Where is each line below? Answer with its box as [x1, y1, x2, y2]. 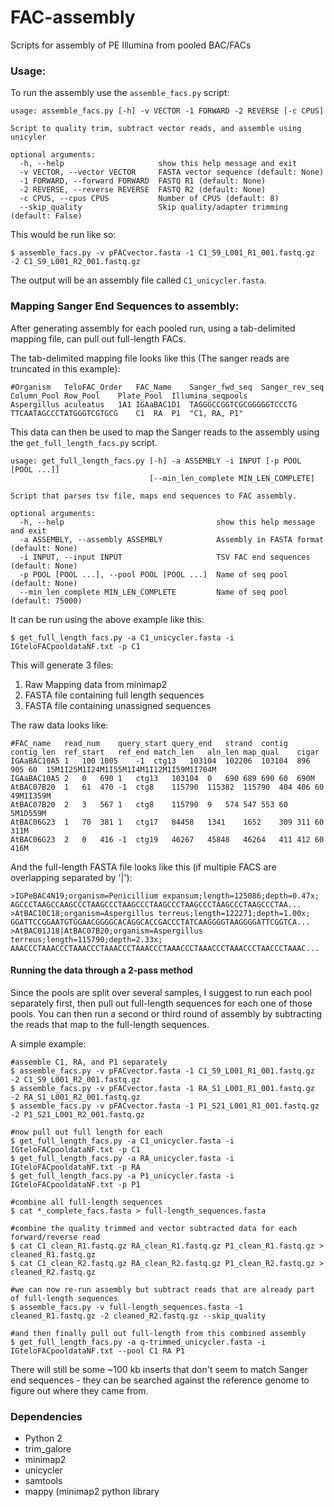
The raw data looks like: [10, 719, 109, 731]
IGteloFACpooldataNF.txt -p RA [10, 1162, 141, 1172]
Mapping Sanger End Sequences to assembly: [10, 299, 240, 313]
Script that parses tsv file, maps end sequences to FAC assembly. [10, 491, 298, 501]
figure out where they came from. [10, 1384, 149, 1396]
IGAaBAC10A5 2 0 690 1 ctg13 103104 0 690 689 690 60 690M [10, 773, 315, 783]
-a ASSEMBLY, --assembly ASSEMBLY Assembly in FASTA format [19, 534, 325, 545]
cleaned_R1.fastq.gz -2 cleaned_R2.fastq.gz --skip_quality [10, 1311, 267, 1321]
